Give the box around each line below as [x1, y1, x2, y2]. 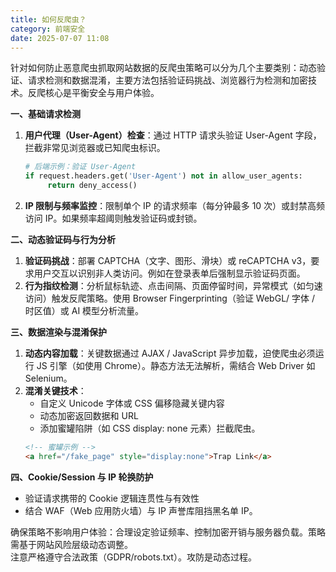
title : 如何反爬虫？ [10, 14, 87, 25]
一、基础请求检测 [10, 108, 81, 120]
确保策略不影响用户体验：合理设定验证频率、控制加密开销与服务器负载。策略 [10, 526, 326, 538]
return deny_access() [47, 181, 138, 191]
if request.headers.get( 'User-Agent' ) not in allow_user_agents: [24, 171, 303, 181]
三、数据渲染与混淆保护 [10, 326, 107, 338]
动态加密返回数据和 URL [39, 410, 139, 421]
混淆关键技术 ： [24, 385, 87, 396]
